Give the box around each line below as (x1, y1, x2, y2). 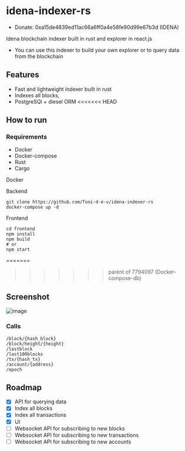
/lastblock (6, 346, 33, 352)
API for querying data (14, 398, 66, 405)
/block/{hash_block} (6, 335, 57, 341)
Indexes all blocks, (14, 91, 60, 98)
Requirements (6, 133, 48, 141)
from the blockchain (14, 52, 63, 60)
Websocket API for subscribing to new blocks (14, 424, 125, 432)
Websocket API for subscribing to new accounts (14, 438, 132, 445)
